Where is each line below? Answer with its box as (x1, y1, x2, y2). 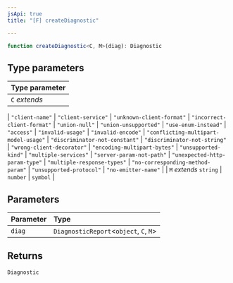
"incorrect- (191, 114, 227, 121)
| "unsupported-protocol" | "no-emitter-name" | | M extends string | (27, 165, 222, 174)
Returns (7, 250, 44, 262)
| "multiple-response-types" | (43, 158, 130, 167)
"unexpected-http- (172, 152, 226, 159)
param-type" (7, 159, 42, 167)
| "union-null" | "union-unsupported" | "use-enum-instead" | (53, 121, 227, 129)
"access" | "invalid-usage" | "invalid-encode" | (7, 128, 146, 136)
